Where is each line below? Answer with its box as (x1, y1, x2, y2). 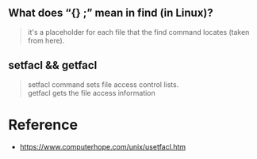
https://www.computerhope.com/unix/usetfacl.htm (19, 142, 186, 151)
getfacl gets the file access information (27, 88, 156, 97)
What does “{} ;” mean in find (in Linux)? (8, 6, 213, 20)
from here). (27, 36, 65, 45)
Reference (8, 115, 78, 134)
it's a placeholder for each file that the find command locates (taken (27, 27, 250, 36)
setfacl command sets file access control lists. (27, 79, 179, 89)
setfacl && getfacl (8, 59, 98, 72)
